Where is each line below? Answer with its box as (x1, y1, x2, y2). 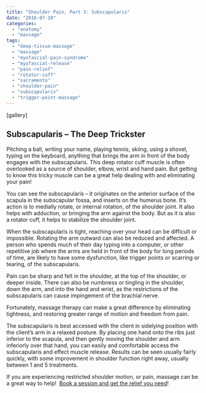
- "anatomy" (12, 26, 43, 32)
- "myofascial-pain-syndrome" (12, 55, 89, 61)
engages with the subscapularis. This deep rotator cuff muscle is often (6, 158, 185, 166)
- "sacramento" (12, 77, 51, 83)
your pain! (6, 178, 32, 185)
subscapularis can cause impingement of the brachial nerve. (6, 292, 159, 299)
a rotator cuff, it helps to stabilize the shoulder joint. (6, 216, 137, 223)
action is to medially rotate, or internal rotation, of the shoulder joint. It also (6, 203, 195, 210)
